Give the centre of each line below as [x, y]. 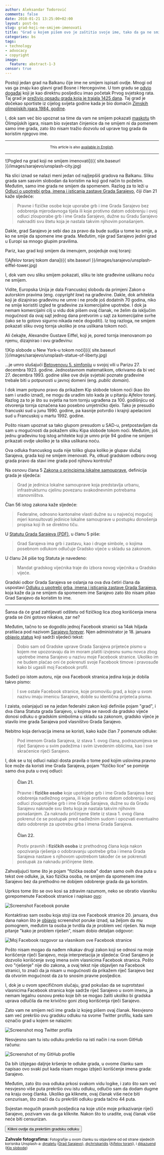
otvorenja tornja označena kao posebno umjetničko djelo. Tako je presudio [80, 405]
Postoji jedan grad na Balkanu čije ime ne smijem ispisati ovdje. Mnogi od [79, 83]
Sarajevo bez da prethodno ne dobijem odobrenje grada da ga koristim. [77, 882]
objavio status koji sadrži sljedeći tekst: [44, 637]
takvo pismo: [18, 682]
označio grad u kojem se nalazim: [39, 1021]
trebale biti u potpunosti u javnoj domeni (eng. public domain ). [68, 380]
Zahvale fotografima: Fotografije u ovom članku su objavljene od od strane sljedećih [80, 1139]
